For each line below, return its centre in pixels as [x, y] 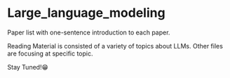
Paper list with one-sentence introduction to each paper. [89, 32]
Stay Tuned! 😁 [28, 67]
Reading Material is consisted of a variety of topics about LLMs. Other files [115, 46]
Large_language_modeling [87, 13]
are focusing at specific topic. [50, 53]
